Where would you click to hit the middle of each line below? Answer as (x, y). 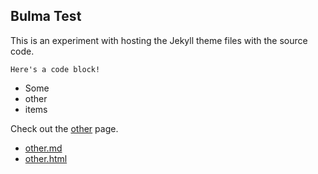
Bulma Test (46, 16)
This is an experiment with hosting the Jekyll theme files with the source (159, 40)
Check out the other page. (64, 128)
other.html (46, 158)
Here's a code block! (55, 69)
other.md (43, 148)
